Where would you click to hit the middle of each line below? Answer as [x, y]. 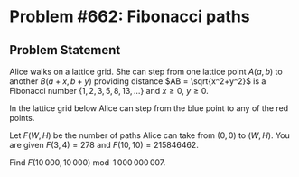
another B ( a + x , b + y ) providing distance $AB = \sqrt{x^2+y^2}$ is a [138, 81]
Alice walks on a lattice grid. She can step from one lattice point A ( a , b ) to [146, 71]
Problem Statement [65, 50]
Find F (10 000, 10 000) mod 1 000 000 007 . [88, 163]
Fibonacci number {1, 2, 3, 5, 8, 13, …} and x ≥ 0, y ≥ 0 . [109, 91]
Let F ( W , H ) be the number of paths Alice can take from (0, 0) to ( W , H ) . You [150, 135]
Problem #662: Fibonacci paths [130, 17]
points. [22, 118]
